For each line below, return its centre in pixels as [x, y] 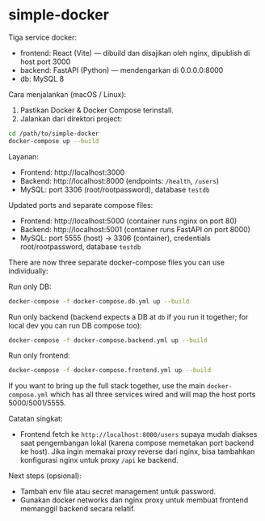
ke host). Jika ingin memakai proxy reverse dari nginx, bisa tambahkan [137, 451]
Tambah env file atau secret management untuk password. [118, 492]
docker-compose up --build [54, 141]
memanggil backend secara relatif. [78, 509]
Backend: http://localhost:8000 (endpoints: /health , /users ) [120, 180]
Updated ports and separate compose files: [81, 205]
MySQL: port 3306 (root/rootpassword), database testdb [115, 189]
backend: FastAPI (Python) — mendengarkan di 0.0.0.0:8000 [122, 70]
